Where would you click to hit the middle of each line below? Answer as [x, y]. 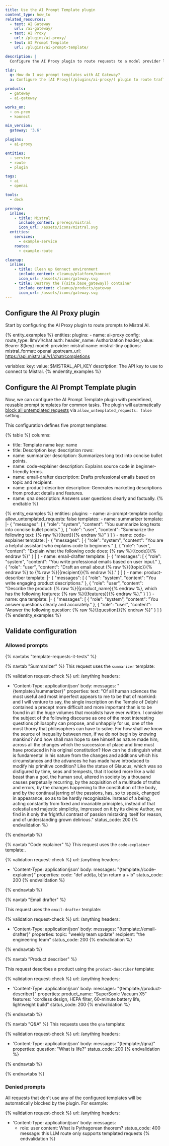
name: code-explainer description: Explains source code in [73, 466]
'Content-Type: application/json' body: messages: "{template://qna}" [84, 1043]
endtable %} [25, 504]
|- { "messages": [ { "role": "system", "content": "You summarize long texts [83, 524]
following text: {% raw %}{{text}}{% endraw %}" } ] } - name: [69, 535]
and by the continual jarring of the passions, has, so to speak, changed [86, 793]
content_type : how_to [28, 15]
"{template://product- [139, 988]
